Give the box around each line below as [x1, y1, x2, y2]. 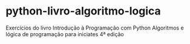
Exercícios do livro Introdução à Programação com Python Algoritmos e [5, 24, 184, 31]
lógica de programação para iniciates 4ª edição [5, 30, 125, 37]
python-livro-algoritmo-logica [5, 4, 161, 18]
